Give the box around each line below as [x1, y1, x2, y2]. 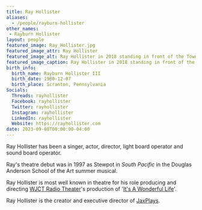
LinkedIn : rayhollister [11, 115, 71, 121]
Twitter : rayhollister [11, 103, 69, 110]
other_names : [6, 25, 39, 32]
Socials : [6, 87, 28, 93]
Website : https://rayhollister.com [11, 121, 101, 127]
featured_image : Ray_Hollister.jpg [6, 43, 96, 49]
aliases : [6, 14, 28, 20]
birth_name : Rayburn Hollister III [11, 70, 101, 76]
